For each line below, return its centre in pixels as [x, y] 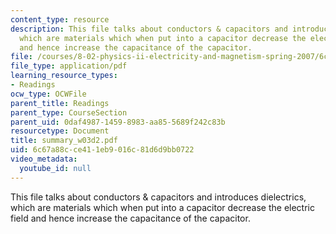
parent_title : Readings [60, 103]
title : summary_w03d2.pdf [64, 141]
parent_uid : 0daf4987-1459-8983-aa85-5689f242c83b [118, 122]
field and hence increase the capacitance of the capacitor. [130, 218]
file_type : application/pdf [69, 66]
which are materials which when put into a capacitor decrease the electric [162, 207]
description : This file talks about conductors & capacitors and [149, 29]
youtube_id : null [55, 168]
